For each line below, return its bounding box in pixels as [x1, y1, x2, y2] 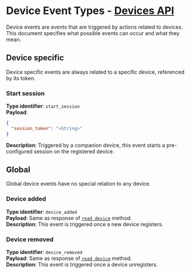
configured [6, 148, 33, 155]
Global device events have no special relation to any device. [6, 180, 151, 187]
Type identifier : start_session [6, 102, 80, 109]
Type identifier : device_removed [6, 249, 83, 256]
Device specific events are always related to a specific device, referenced [6, 68, 185, 76]
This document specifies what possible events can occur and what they [6, 29, 180, 36]
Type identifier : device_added [6, 208, 77, 215]
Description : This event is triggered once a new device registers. [6, 221, 164, 228]
